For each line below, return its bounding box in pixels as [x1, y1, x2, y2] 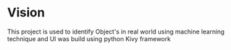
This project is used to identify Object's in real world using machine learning [7, 27, 225, 36]
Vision [7, 5, 45, 21]
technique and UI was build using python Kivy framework [7, 34, 171, 42]
